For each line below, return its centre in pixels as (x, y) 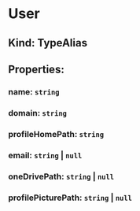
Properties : (36, 69)
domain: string (37, 113)
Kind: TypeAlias (48, 43)
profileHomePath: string (56, 134)
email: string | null (45, 155)
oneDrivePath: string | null (61, 176)
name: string (34, 91)
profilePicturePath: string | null (70, 198)
